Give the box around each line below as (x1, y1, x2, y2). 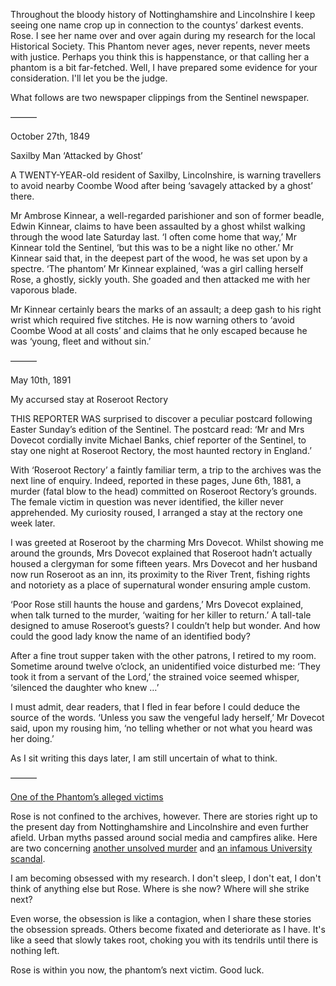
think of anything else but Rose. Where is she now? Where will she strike (10, 883, 310, 894)
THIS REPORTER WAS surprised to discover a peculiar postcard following (10, 413, 313, 424)
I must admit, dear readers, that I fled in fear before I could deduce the (10, 701, 301, 713)
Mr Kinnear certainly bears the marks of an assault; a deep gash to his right (10, 304, 322, 315)
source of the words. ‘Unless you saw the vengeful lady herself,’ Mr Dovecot (10, 712, 325, 723)
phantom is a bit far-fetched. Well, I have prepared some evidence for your (10, 62, 318, 73)
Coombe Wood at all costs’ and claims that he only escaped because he (10, 325, 308, 336)
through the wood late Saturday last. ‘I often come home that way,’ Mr (10, 231, 297, 243)
